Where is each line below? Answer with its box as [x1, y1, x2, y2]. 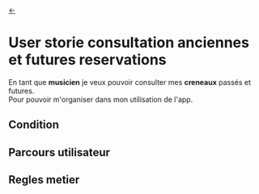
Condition [8, 118, 59, 132]
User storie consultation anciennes [8, 34, 249, 52]
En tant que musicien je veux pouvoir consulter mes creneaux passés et [8, 77, 252, 86]
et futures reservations [8, 51, 168, 70]
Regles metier [8, 173, 80, 187]
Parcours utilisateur [8, 145, 111, 159]
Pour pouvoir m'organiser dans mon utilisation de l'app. [8, 95, 193, 104]
